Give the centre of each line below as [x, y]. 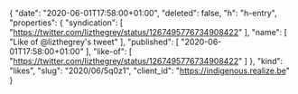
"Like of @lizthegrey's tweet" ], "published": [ [94, 42]
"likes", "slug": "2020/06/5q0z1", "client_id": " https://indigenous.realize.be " [150, 70]
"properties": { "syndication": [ [66, 23]
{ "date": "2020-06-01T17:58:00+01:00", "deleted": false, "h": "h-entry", [143, 13]
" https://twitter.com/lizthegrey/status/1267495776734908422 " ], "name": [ [148, 32]
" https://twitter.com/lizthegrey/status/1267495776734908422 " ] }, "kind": [146, 61]
